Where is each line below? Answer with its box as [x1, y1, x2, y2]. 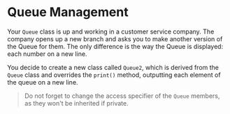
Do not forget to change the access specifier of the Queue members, [24, 92, 220, 100]
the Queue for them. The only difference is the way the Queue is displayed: [7, 42, 224, 50]
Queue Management [7, 4, 129, 20]
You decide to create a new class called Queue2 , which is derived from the [7, 63, 219, 71]
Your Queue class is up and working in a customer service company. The [7, 27, 215, 36]
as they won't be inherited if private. [24, 99, 129, 107]
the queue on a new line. [7, 78, 78, 86]
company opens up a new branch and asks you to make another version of [7, 34, 223, 43]
